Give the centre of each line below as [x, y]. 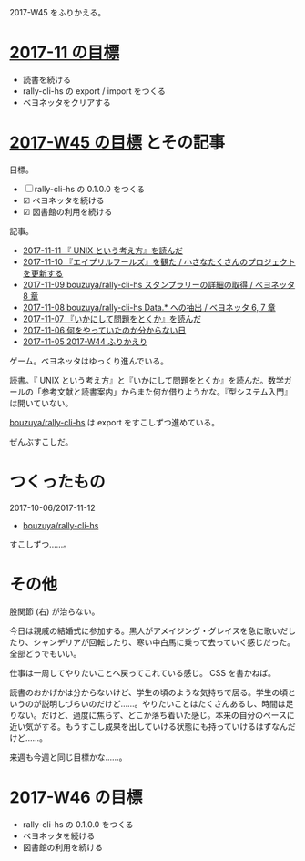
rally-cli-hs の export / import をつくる [94, 91]
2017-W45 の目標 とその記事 [117, 143]
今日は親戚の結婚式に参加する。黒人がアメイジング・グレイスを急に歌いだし [152, 630]
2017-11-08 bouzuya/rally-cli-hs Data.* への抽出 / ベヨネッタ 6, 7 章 [149, 307]
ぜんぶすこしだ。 [41, 441]
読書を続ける [46, 79]
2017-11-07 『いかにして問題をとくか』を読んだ [112, 318]
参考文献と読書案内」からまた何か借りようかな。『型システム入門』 [167, 391]
